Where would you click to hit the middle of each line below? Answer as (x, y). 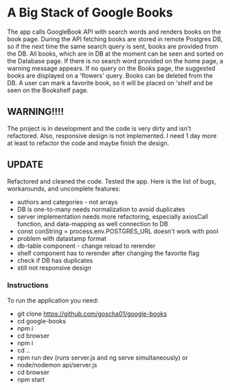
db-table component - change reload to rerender (86, 246)
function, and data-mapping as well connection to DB (92, 224)
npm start (31, 379)
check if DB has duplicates (55, 260)
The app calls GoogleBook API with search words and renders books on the (114, 32)
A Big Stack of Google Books (90, 13)
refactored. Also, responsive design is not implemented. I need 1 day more (112, 136)
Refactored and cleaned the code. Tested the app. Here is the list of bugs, (112, 181)
